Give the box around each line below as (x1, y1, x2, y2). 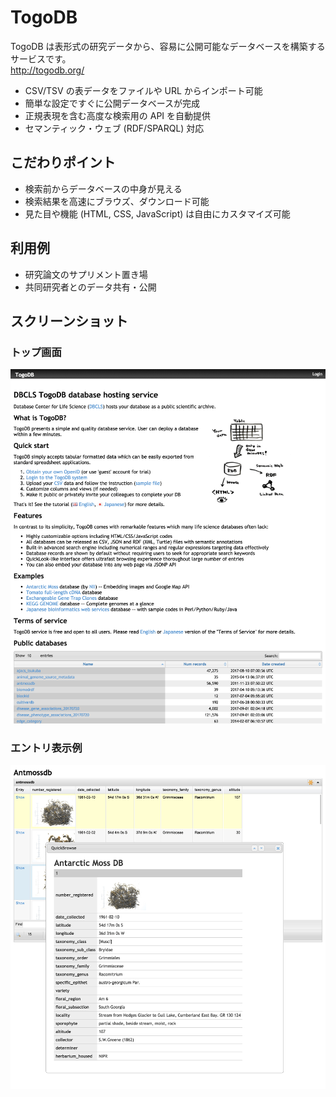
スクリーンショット (10, 312, 128, 330)
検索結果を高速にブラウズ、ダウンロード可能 (24, 195, 210, 207)
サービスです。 (10, 52, 72, 65)
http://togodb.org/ (10, 64, 85, 76)
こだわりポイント (10, 154, 116, 171)
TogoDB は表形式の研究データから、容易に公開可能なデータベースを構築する (10, 40, 326, 52)
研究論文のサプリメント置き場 (24, 268, 148, 280)
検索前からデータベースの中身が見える (24, 182, 183, 195)
